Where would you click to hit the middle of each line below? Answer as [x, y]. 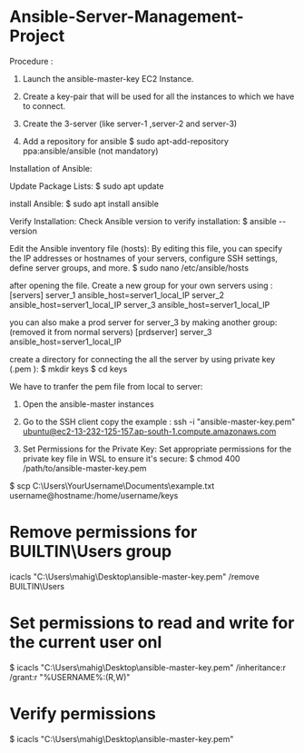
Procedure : [31, 61]
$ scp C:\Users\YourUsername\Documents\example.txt [112, 485]
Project [37, 36]
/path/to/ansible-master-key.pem [84, 468]
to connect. [44, 105]
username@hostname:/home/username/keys [94, 495]
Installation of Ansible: [51, 168]
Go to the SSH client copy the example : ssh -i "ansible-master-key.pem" [159, 421]
